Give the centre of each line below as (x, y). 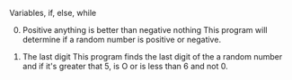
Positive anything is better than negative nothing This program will (145, 30)
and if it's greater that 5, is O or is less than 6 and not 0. (125, 66)
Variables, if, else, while (53, 13)
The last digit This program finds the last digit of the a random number (152, 56)
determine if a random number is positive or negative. (122, 40)
